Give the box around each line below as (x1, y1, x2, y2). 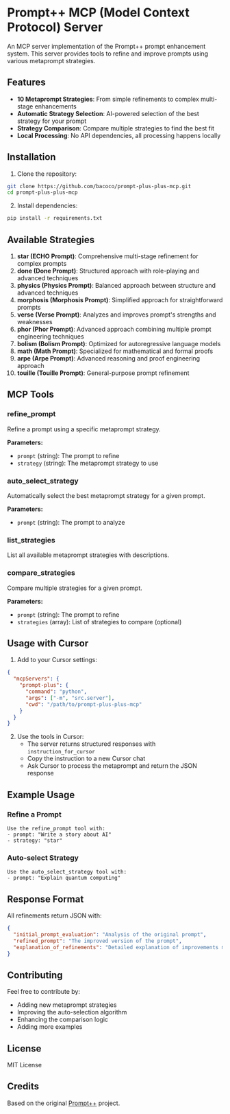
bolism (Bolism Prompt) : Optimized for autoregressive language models (16, 340, 221, 348)
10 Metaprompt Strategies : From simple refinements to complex (16, 95, 200, 103)
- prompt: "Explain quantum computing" (7, 874, 121, 882)
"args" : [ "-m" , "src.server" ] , (25, 694, 115, 701)
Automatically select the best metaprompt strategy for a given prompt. (7, 491, 205, 499)
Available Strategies (7, 234, 94, 245)
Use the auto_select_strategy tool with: (7, 869, 127, 876)
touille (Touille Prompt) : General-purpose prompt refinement (16, 369, 190, 377)
